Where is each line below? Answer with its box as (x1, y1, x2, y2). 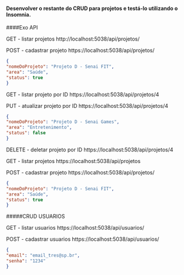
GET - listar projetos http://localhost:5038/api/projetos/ (6, 35, 140, 42)
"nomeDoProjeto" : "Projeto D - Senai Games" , (6, 119, 119, 125)
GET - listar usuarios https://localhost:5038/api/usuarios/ (6, 224, 145, 231)
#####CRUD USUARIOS (6, 213, 65, 220)
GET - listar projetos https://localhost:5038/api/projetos (6, 157, 141, 164)
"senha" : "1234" (6, 258, 46, 264)
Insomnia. (6, 11, 31, 18)
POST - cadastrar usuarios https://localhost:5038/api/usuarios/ (6, 236, 160, 243)
